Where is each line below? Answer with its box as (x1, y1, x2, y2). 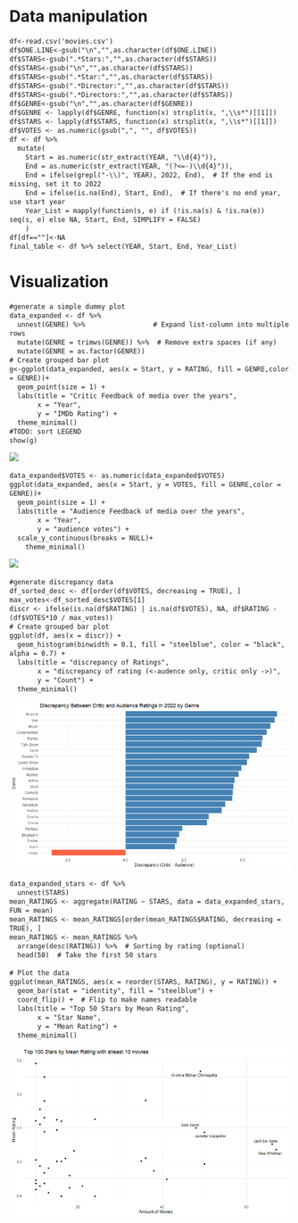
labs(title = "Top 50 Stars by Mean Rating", (17, 1004, 190, 1013)
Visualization (9, 272, 109, 292)
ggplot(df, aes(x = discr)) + (9, 631, 122, 640)
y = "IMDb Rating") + (37, 409, 118, 418)
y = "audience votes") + (37, 525, 129, 533)
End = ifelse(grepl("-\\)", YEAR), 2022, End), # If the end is (25, 170, 274, 179)
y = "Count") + (37, 675, 94, 684)
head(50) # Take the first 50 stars (17, 951, 158, 960)
